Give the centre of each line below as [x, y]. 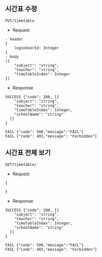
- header [14, 39]
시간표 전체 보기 [28, 153]
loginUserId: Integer [36, 48]
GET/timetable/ [21, 164]
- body [12, 56]
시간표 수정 [21, 9]
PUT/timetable [20, 21]
